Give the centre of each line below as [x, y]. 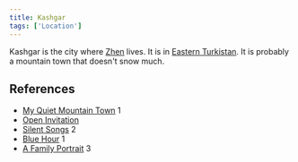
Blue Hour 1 [44, 139]
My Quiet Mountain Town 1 [71, 111]
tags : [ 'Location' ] [46, 26]
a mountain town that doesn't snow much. [87, 61]
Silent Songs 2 [49, 130]
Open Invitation [50, 120]
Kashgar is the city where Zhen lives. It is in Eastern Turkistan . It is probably [149, 51]
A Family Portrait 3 [57, 149]
